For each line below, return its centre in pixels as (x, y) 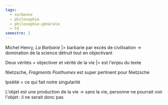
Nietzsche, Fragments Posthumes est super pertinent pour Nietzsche (77, 72)
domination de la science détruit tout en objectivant (59, 53)
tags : (11, 10)
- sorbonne (21, 15)
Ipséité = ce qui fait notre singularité (43, 82)
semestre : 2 (18, 33)
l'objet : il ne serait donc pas (34, 97)
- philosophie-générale (35, 24)
